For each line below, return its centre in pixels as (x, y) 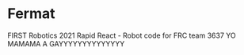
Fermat (31, 14)
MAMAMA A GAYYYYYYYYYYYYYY (66, 43)
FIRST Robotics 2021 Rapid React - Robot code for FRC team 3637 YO (122, 35)
